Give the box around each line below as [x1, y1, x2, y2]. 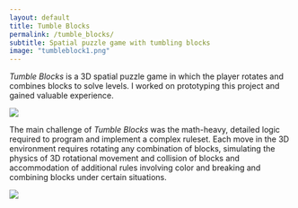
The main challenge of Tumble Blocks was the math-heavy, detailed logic [9, 125, 281, 135]
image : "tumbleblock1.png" [9, 47, 110, 56]
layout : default [9, 13, 70, 22]
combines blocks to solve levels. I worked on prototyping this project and [9, 81, 280, 91]
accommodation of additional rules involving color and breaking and [9, 162, 261, 173]
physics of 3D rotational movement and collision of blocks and [9, 153, 241, 164]
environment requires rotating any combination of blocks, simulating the [9, 143, 276, 154]
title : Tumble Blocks [9, 22, 91, 30]
